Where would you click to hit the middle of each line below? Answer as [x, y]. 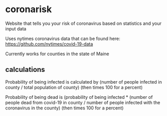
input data [16, 28]
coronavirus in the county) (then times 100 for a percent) [64, 108]
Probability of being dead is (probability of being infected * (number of [79, 97]
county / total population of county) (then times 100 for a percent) [74, 87]
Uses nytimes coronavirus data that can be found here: [63, 38]
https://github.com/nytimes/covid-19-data [49, 44]
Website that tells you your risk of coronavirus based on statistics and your [83, 23]
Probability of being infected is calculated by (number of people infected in [84, 82]
